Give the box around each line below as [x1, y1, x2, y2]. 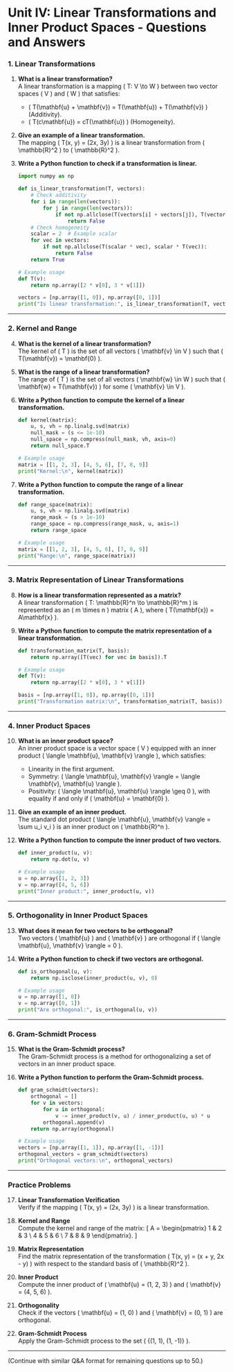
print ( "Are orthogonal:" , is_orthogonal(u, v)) [17, 1006, 158, 1013]
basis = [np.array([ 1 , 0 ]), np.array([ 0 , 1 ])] [17, 692, 155, 698]
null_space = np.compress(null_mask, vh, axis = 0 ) [30, 436, 176, 443]
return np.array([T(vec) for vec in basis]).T [30, 653, 167, 660]
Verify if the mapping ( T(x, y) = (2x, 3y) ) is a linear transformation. [17, 1203, 210, 1212]
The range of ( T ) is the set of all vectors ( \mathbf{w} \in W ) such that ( [17, 375, 225, 383]
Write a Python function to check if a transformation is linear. [17, 160, 198, 168]
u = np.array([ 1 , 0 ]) [17, 993, 81, 1000]
